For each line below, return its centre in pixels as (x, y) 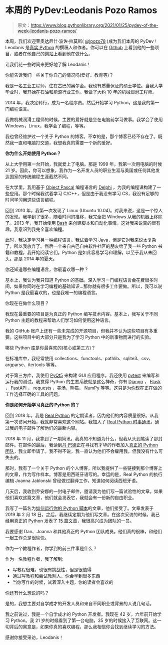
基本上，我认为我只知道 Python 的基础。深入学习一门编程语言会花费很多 (79, 280)
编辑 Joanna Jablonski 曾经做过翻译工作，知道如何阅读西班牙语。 (73, 480)
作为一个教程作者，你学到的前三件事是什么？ (51, 548)
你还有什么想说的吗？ (27, 593)
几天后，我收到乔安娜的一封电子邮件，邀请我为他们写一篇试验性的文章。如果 (84, 491)
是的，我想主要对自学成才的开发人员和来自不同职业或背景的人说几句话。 (79, 603)
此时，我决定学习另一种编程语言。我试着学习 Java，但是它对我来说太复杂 (81, 240)
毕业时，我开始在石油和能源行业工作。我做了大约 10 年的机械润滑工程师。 (81, 92)
